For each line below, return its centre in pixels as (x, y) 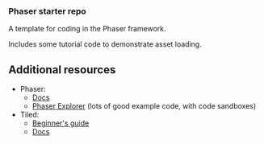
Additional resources (62, 70)
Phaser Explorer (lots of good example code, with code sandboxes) (144, 106)
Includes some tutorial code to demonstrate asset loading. (105, 44)
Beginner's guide (61, 123)
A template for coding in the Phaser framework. (88, 29)
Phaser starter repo (47, 11)
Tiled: (29, 115)
